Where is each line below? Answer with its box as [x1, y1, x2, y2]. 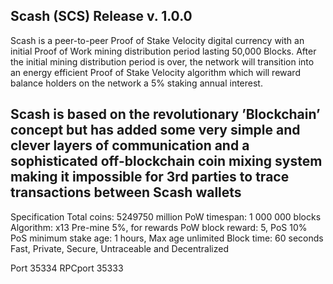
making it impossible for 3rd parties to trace [10, 169, 290, 186]
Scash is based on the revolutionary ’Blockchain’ [10, 106, 321, 123]
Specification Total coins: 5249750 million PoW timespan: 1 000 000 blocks [10, 210, 322, 223]
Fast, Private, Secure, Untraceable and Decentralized [10, 242, 230, 254]
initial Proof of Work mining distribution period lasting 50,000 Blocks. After [10, 45, 317, 57]
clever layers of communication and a [10, 137, 250, 154]
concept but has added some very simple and [10, 122, 301, 139]
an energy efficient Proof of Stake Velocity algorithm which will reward [10, 66, 301, 78]
